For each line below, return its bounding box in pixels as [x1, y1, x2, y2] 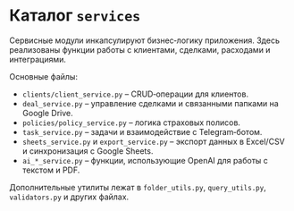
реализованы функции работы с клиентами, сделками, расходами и [9, 44, 271, 55]
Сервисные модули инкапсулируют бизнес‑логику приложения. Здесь [9, 35, 280, 46]
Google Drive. [21, 107, 73, 118]
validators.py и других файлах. [9, 191, 130, 202]
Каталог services [9, 5, 141, 26]
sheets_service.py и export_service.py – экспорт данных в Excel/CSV [21, 136, 286, 147]
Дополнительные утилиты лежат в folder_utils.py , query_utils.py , [9, 181, 266, 192]
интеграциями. [9, 54, 67, 64]
